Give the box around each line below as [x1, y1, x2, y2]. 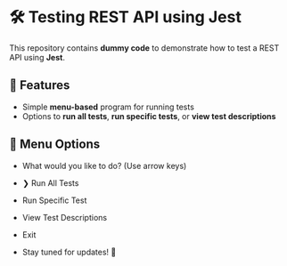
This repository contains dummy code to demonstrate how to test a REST [9, 42, 280, 53]
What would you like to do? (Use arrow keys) [21, 160, 187, 171]
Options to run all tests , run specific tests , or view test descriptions [21, 110, 276, 121]
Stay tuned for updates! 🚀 [21, 246, 117, 257]
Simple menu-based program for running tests [21, 101, 194, 112]
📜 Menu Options [9, 137, 101, 152]
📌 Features [9, 77, 70, 93]
